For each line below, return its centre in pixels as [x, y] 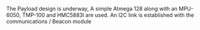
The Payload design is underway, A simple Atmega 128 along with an [92, 9]
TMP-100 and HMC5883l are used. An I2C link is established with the [108, 15]
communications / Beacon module [49, 21]
